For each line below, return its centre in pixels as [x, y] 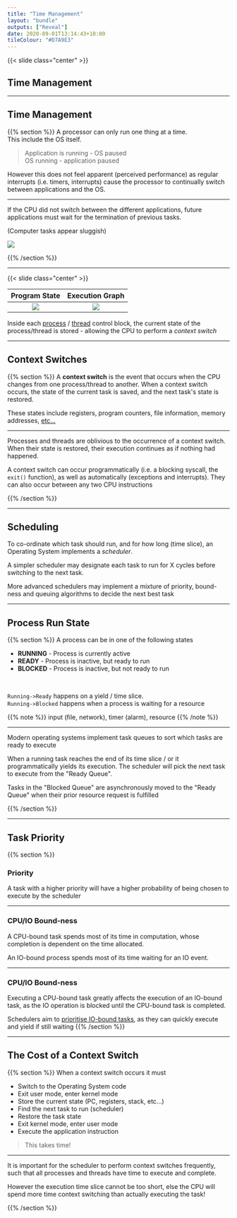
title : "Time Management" [45, 14]
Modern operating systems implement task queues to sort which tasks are [115, 738]
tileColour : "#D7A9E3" [41, 40]
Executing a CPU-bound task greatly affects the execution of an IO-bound [115, 997]
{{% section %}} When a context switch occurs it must [87, 1072]
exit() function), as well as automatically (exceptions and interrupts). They [116, 477]
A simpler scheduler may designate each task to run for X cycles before [111, 565]
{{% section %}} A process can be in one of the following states [101, 640]
